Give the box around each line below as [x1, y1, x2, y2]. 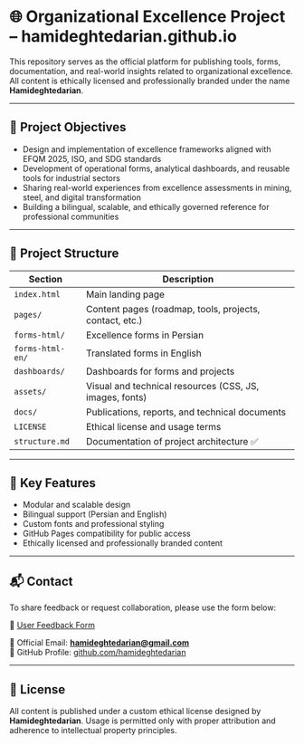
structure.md [14, 436, 71, 446]
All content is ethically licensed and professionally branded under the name [9, 75, 290, 86]
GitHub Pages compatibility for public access [22, 528, 192, 540]
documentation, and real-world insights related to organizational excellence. [9, 65, 293, 76]
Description [162, 272, 214, 285]
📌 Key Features [9, 475, 97, 491]
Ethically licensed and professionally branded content [22, 538, 223, 549]
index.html [14, 289, 61, 300]
